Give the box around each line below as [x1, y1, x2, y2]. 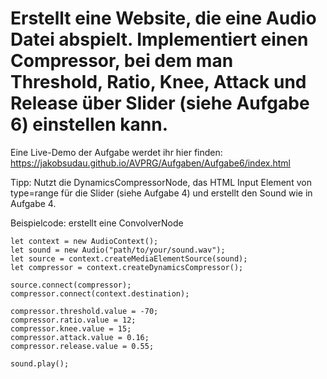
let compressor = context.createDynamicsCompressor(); [10, 262, 244, 272]
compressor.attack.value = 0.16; [10, 332, 150, 342]
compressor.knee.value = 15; [10, 323, 132, 334]
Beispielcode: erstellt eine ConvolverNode [10, 217, 184, 229]
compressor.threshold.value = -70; [10, 306, 159, 316]
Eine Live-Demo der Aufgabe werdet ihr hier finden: [10, 146, 223, 158]
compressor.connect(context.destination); [10, 288, 190, 299]
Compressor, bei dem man [10, 50, 234, 72]
